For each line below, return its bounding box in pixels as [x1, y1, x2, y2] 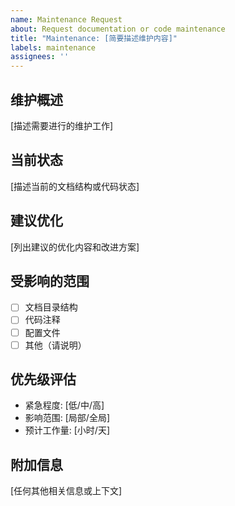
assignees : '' [10, 52, 70, 62]
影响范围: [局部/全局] [24, 412, 111, 424]
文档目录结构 [24, 301, 78, 313]
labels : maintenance [10, 42, 97, 53]
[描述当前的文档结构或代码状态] [10, 180, 140, 192]
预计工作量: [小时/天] [24, 424, 111, 436]
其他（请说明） [24, 339, 87, 351]
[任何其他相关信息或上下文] [10, 485, 123, 497]
